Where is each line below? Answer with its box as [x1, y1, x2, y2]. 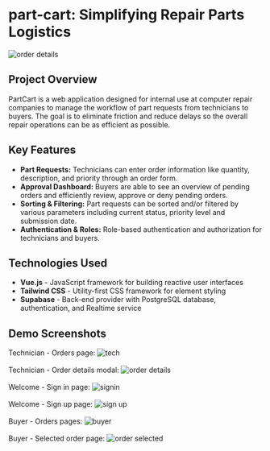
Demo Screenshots [8, 326, 106, 340]
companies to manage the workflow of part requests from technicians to [8, 102, 249, 112]
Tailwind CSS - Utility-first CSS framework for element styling [19, 286, 226, 296]
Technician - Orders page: [8, 348, 96, 358]
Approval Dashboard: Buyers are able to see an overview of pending [19, 181, 250, 191]
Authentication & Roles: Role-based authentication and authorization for [19, 224, 263, 234]
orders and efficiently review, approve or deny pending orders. [19, 190, 228, 200]
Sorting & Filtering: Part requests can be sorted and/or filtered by [19, 199, 239, 209]
